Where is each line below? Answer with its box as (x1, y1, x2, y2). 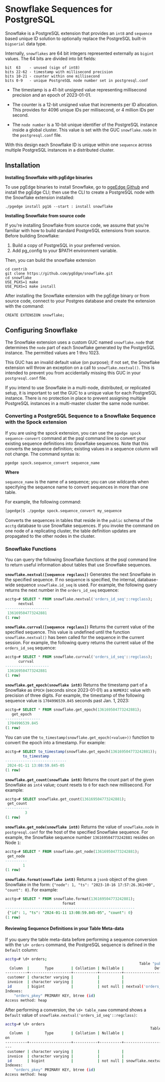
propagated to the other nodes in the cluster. (5, 533, 96, 539)
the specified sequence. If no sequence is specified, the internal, (5, 577, 137, 583)
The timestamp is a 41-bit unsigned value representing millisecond (12, 86, 147, 92)
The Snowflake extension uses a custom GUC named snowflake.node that (5, 339, 154, 345)
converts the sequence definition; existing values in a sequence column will (5, 445, 158, 451)
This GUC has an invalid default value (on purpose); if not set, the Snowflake (5, 359, 160, 365)
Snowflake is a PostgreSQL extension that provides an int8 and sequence (5, 30, 152, 36)
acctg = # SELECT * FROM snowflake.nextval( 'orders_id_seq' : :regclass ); (5, 597, 153, 602)
